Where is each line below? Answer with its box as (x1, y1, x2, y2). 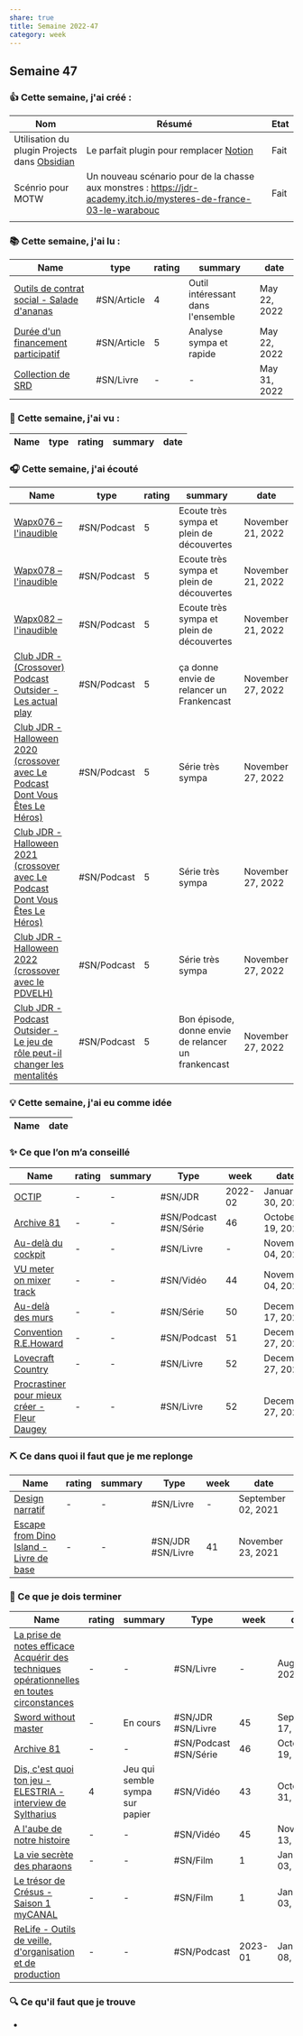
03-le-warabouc (86, 204, 161, 216)
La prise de (14, 1629, 61, 1642)
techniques (14, 1663, 61, 1675)
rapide (188, 348, 216, 361)
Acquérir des (14, 1652, 69, 1664)
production (14, 1968, 60, 1981)
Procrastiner (14, 1377, 67, 1390)
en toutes (14, 1685, 54, 1698)
